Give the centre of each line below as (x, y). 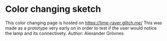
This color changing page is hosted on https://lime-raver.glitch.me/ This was (83, 23)
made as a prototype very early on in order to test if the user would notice (81, 28)
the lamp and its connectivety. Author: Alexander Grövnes (65, 33)
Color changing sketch (53, 9)
